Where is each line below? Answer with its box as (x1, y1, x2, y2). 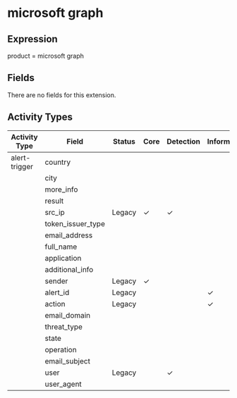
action (44, 299, 66, 309)
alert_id (44, 287, 70, 297)
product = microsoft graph (7, 51, 85, 60)
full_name (44, 242, 78, 251)
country (44, 157, 71, 167)
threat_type (44, 322, 83, 332)
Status (112, 136, 135, 146)
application (44, 253, 82, 263)
